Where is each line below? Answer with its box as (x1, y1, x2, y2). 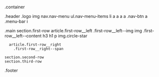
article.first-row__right (9, 42, 62, 47)
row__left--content (4, 33, 42, 38)
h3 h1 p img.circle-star (42, 33, 88, 38)
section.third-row (4, 59, 42, 64)
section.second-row (4, 55, 44, 60)
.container (4, 4, 25, 10)
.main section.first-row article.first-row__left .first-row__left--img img (4, 28, 142, 33)
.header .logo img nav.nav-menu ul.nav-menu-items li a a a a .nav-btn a (4, 13, 148, 19)
